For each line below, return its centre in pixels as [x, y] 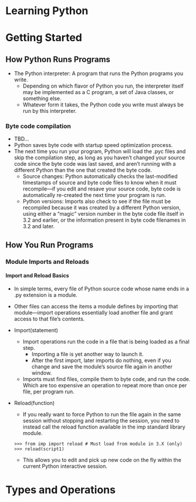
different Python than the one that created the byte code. [83, 170]
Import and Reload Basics [37, 276]
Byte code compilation [38, 126]
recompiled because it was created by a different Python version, [102, 208]
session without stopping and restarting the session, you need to [101, 421]
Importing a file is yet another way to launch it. [87, 354]
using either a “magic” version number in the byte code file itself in [103, 214]
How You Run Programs [50, 245]
